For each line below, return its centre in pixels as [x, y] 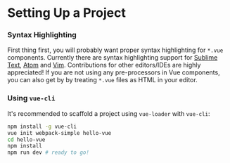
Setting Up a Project [67, 13]
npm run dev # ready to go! [49, 152]
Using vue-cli [31, 98]
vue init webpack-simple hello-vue [59, 133]
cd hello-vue [26, 139]
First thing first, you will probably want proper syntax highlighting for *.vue [115, 50]
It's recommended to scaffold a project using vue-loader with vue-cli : [109, 113]
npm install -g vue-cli [42, 126]
